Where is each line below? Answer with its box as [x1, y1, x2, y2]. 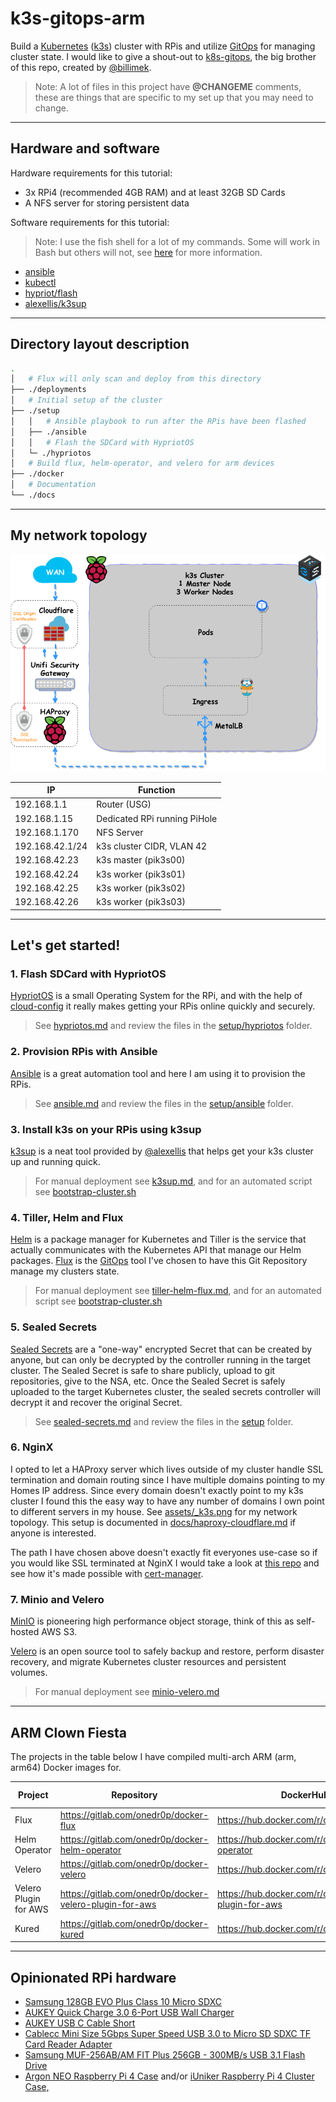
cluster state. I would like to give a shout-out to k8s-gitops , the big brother [10, 50, 317, 62]
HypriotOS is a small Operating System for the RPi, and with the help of [10, 990, 303, 1002]
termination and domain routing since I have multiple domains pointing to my [10, 1473, 326, 1486]
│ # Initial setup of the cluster [10, 395, 163, 406]
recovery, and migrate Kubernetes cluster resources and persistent [10, 1656, 287, 1668]
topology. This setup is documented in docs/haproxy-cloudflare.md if [10, 1516, 297, 1528]
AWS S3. [41, 1626, 78, 1638]
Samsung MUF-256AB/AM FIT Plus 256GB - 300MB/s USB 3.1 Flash [24, 2048, 306, 2061]
